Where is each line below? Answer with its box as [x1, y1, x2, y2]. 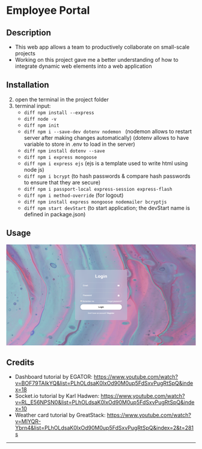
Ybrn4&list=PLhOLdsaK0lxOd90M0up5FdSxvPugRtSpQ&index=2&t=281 [14, 424, 194, 432]
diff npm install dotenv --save [23, 148, 105, 154]
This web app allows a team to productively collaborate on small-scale [14, 43, 190, 50]
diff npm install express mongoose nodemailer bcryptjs [23, 199, 167, 205]
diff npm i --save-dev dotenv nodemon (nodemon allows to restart [23, 127, 192, 135]
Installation [6, 80, 49, 90]
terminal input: [14, 102, 51, 109]
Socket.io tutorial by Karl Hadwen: [14, 393, 100, 400]
